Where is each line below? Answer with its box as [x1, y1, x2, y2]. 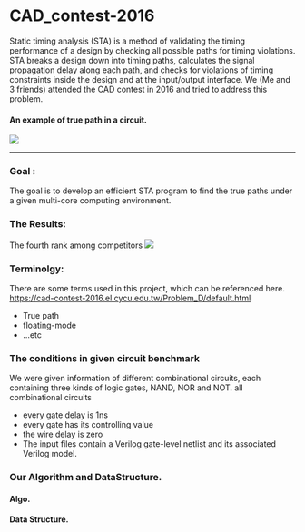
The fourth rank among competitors [9, 240, 143, 251]
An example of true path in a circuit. [9, 114, 147, 125]
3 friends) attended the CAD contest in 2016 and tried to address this [9, 84, 268, 94]
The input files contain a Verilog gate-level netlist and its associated [22, 438, 277, 449]
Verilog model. [22, 448, 77, 459]
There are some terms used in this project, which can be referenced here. [9, 283, 286, 294]
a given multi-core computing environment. [9, 195, 172, 206]
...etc [22, 330, 43, 340]
